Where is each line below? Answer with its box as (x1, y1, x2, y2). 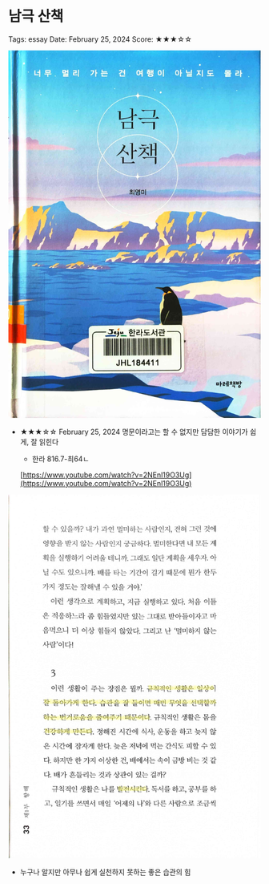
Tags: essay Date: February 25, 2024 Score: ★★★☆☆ (8, 34, 192, 44)
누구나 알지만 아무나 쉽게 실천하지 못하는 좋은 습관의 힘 (19, 867, 191, 877)
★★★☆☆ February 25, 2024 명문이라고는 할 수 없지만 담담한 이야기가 (19, 427, 248, 437)
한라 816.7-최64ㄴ (31, 454, 90, 464)
